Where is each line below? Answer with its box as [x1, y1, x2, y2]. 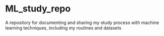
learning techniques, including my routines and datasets [5, 24, 122, 30]
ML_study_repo [5, 3, 71, 14]
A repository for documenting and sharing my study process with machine [5, 19, 159, 25]
